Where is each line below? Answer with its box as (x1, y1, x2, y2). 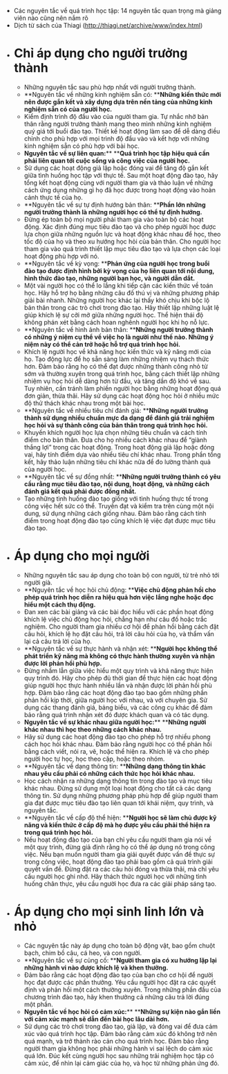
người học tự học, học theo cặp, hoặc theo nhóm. (23, 754, 165, 763)
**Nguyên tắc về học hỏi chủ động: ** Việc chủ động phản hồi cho (23, 585, 216, 594)
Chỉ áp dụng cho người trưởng (13, 46, 188, 62)
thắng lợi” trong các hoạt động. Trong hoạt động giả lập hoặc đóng (23, 443, 215, 451)
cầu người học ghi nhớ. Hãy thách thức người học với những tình (23, 872, 207, 880)
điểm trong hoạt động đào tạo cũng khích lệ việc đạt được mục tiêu (23, 516, 216, 525)
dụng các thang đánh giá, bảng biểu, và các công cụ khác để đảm (23, 703, 213, 712)
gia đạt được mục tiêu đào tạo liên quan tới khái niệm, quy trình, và (23, 799, 214, 807)
